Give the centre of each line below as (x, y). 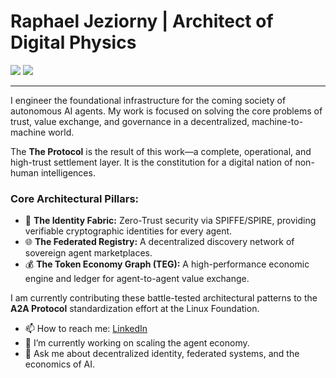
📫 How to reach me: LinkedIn (86, 329)
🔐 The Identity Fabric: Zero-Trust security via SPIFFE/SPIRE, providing (170, 221)
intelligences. (68, 172)
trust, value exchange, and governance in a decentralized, (130, 121)
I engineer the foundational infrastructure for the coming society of (148, 100)
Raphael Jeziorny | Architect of (142, 21)
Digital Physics (73, 42)
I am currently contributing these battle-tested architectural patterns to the (164, 298)
